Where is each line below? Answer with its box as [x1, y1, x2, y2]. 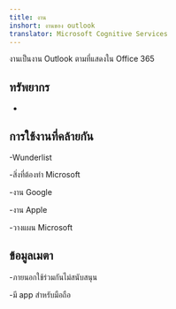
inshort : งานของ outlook [9, 21, 96, 30]
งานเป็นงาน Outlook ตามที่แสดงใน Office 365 [9, 54, 155, 64]
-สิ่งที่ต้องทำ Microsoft [9, 170, 81, 179]
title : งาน [9, 12, 47, 22]
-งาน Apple [9, 205, 48, 215]
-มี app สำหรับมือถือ [9, 289, 71, 300]
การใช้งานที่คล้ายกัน [9, 129, 95, 144]
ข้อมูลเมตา [9, 248, 54, 263]
